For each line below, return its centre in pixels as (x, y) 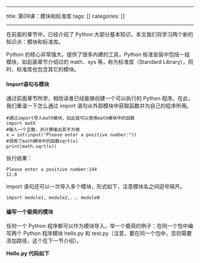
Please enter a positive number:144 (51, 170)
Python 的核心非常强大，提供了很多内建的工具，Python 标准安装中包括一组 (98, 54)
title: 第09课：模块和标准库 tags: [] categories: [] (65, 16)
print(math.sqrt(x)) (32, 146)
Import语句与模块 (28, 84)
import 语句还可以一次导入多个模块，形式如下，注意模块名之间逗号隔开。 (96, 187)
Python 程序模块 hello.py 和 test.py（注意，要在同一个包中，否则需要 (107, 233)
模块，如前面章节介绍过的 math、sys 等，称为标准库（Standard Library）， (97, 62)
